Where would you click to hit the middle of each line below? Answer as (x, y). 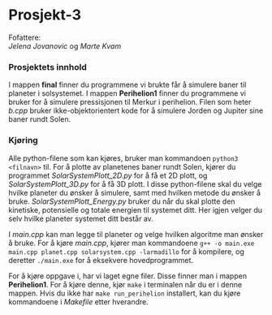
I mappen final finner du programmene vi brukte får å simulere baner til (127, 85)
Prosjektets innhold (47, 67)
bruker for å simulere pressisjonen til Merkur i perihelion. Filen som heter (130, 102)
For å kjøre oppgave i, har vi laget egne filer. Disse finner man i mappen (128, 276)
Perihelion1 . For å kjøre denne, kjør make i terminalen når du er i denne (125, 284)
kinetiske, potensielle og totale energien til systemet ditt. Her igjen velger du (135, 209)
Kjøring (23, 140)
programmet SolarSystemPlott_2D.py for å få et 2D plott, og (108, 175)
